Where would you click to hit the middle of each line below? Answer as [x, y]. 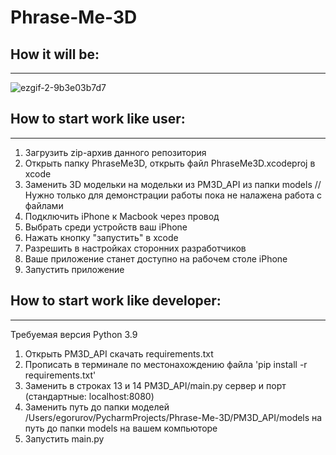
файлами [44, 205]
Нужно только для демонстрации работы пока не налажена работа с [173, 195]
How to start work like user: [98, 119]
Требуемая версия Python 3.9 [74, 334]
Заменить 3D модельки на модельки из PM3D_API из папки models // [173, 184]
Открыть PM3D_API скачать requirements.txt [119, 353]
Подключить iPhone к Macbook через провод [122, 216]
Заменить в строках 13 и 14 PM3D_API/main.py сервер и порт [155, 385]
